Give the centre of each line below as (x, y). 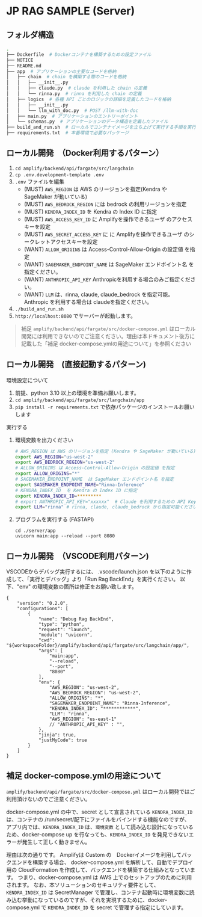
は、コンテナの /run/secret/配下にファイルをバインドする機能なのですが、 (98, 819)
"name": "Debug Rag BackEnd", (76, 619)
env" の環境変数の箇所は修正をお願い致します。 (78, 587)
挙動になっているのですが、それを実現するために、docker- (95, 900)
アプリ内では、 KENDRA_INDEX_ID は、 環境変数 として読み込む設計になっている (100, 827)
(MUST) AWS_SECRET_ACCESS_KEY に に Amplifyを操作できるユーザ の (106, 234)
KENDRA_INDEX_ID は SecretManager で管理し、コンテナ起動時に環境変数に (98, 892)
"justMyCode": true (63, 740)
